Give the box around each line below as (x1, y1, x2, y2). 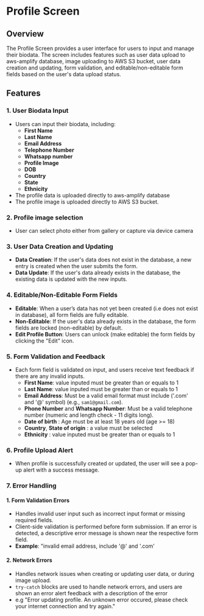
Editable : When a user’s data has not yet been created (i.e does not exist (15, 305, 198, 312)
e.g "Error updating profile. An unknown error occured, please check (15, 596, 188, 603)
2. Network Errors (6, 556, 53, 564)
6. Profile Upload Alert (6, 446, 73, 455)
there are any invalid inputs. (15, 372, 85, 380)
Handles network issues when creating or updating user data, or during (15, 570, 195, 577)
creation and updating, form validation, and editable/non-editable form (6, 64, 184, 71)
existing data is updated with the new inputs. (15, 275, 128, 283)
